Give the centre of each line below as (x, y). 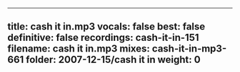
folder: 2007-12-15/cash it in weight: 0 (114, 60)
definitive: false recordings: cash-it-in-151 (103, 38)
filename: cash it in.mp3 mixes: (79, 49)
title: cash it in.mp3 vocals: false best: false (106, 26)
